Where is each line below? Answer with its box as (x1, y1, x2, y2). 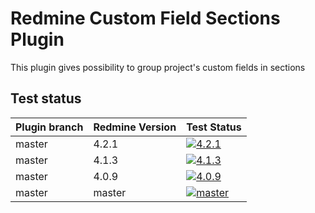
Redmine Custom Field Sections (10, 7, 281, 30)
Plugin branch (15, 120, 84, 134)
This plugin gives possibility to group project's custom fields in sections (10, 61, 306, 73)
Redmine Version (93, 120, 177, 134)
